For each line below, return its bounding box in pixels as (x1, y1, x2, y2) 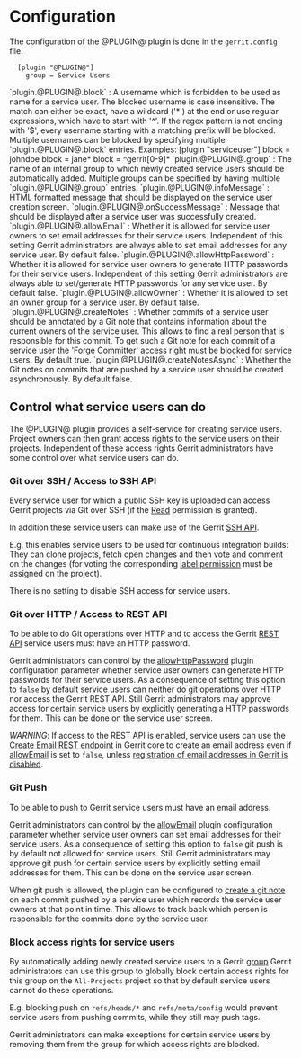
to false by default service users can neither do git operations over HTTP (9, 684, 281, 695)
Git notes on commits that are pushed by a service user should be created (9, 363, 284, 374)
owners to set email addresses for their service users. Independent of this (9, 229, 283, 240)
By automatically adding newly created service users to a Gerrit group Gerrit (9, 955, 292, 966)
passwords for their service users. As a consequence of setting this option (9, 675, 286, 686)
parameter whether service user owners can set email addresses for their (9, 829, 281, 839)
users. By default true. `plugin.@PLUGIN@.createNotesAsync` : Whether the (9, 354, 292, 365)
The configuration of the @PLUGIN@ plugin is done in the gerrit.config (9, 36, 278, 47)
